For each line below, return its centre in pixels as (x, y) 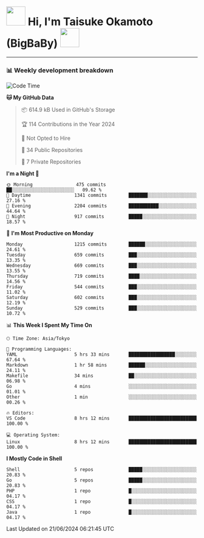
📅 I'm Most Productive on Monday (50, 233)
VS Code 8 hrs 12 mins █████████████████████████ (102, 419)
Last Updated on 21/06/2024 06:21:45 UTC (60, 529)
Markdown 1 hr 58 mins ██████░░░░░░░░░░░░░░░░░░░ (102, 365)
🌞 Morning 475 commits (56, 185)
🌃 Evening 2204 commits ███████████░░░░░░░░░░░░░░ (102, 206)
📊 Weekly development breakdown (60, 70)
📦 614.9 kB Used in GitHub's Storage (68, 110)
